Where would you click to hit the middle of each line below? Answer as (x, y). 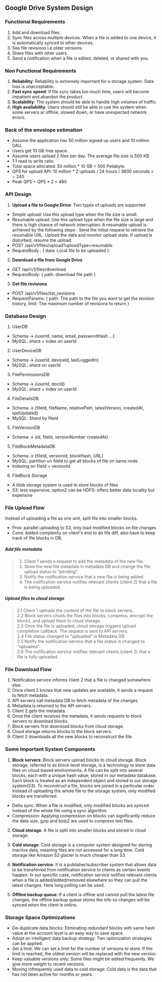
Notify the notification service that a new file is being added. (84, 577)
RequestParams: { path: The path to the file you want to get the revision (83, 298)
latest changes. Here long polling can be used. (58, 885)
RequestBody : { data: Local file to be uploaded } (60, 250)
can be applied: (28, 943)
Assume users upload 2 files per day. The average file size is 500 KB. (81, 156)
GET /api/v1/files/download (39, 269)
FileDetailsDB (25, 398)
